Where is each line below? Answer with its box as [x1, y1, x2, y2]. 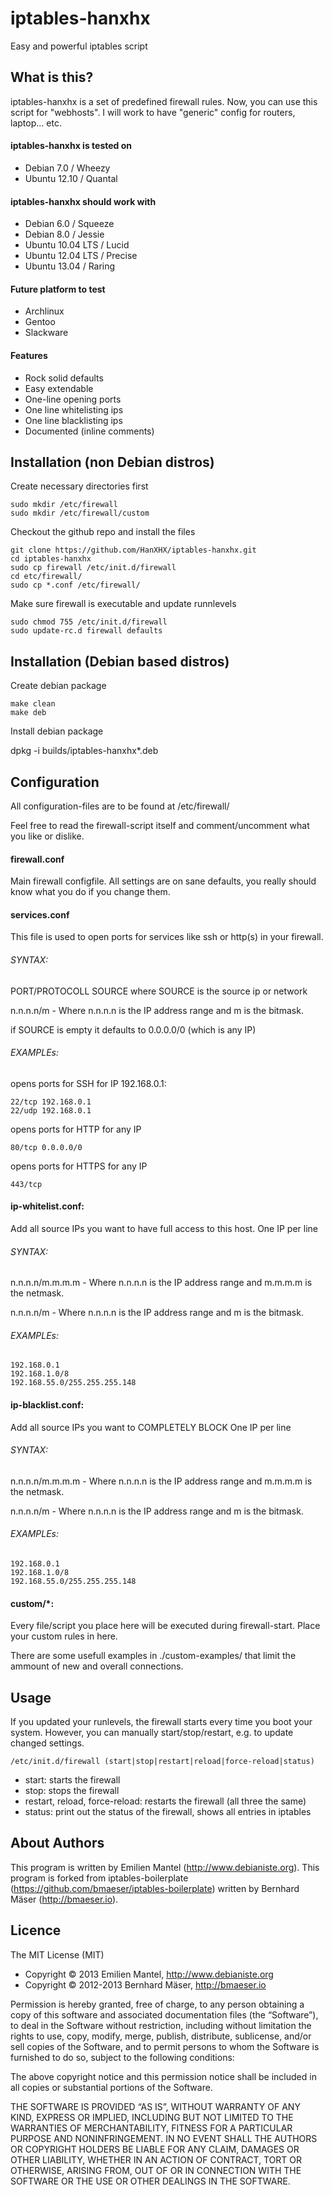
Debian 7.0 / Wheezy [24, 162, 111, 174]
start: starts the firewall [24, 1774, 121, 1786]
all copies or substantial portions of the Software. [10, 2081, 213, 2093]
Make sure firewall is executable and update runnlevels [10, 598, 237, 610]
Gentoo [24, 316, 56, 328]
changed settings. [10, 1737, 85, 1749]
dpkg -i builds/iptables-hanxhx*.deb [10, 745, 159, 757]
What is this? [10, 69, 94, 86]
